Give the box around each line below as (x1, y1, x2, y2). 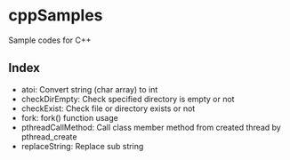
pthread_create (20, 131, 77, 142)
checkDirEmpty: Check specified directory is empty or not (20, 93, 235, 104)
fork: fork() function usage (20, 112, 119, 123)
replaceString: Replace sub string (20, 140, 144, 151)
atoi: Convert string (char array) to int (20, 84, 158, 94)
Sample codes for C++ (8, 35, 92, 45)
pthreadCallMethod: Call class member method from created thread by (20, 122, 281, 132)
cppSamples (8, 5, 103, 26)
